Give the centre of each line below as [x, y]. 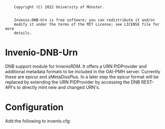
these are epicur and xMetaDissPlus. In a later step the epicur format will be [82, 77]
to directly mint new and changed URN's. [58, 87]
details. [23, 33]
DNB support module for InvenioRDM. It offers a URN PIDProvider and [76, 66]
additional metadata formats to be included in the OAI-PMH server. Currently [83, 71]
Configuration [34, 107]
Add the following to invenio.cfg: [38, 121]
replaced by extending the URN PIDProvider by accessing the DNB [73, 82]
